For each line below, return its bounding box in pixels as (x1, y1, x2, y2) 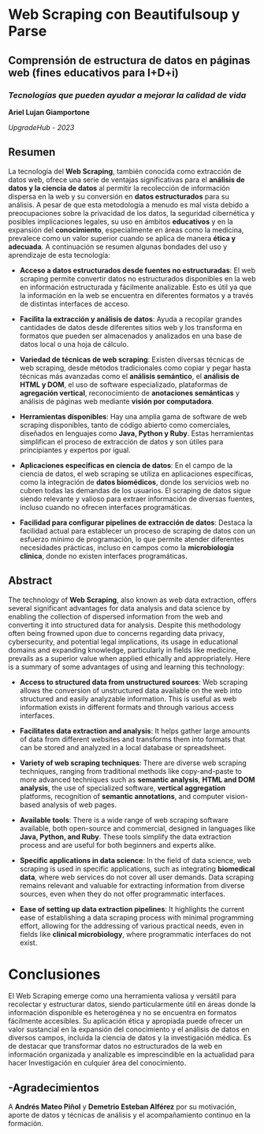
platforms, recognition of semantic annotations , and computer (19, 791, 225, 801)
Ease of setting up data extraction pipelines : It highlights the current (19, 904, 245, 913)
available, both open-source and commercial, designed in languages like (19, 824, 256, 833)
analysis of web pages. (42, 800, 117, 809)
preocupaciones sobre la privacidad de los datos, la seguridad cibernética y (8, 208, 255, 218)
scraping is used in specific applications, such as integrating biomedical (19, 864, 255, 873)
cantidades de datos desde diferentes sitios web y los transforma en (19, 322, 243, 332)
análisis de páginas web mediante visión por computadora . (19, 396, 214, 406)
